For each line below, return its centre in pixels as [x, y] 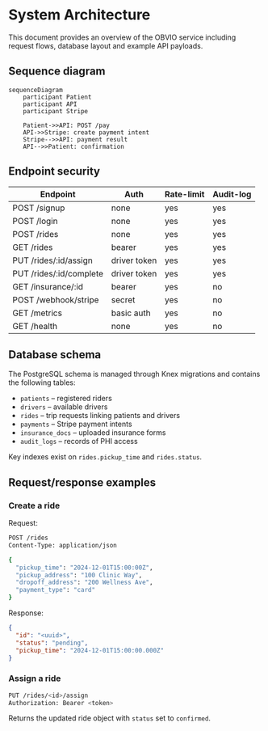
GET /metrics [38, 313]
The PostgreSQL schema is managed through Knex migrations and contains [134, 374]
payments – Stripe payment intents [76, 424]
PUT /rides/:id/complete [58, 273]
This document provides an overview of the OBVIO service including [122, 37]
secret [123, 299]
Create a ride [34, 505]
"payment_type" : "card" [55, 590]
